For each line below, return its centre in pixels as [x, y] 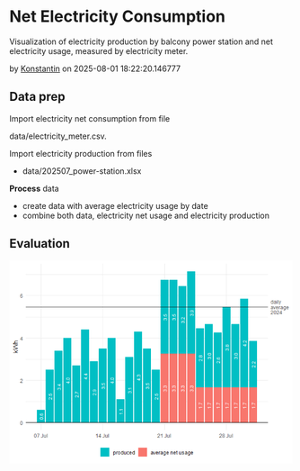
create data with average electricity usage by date [115, 205]
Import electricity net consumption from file [90, 118]
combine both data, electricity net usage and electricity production [146, 215]
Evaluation [40, 244]
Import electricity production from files [81, 153]
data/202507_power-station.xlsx [82, 171]
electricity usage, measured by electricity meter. [99, 50]
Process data [35, 188]
